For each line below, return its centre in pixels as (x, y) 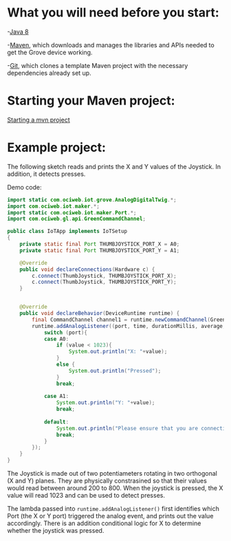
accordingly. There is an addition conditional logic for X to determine (104, 523)
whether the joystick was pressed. (56, 531)
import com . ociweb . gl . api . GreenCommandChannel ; (77, 219)
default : (56, 422)
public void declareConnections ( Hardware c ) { (87, 269)
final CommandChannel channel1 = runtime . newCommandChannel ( (121, 320)
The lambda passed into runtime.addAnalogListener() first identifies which (113, 509)
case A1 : (56, 397)
